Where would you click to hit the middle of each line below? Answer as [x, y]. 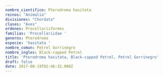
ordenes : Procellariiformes [35, 29]
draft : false [19, 62]
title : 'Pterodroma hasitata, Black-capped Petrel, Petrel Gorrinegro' [82, 57]
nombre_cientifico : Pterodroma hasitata [48, 10]
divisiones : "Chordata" [30, 19]
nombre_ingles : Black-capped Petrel [44, 52]
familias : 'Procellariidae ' [36, 33]
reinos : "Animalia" [26, 15]
